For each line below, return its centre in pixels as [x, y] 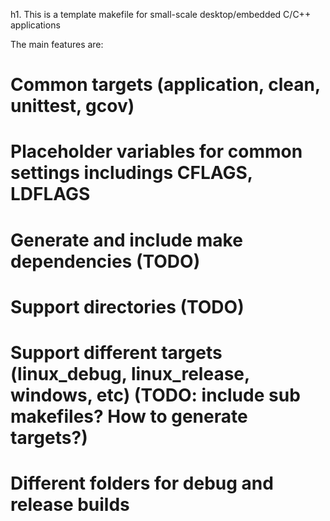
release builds [70, 505]
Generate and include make [126, 240]
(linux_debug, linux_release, [130, 373]
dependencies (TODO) [105, 261]
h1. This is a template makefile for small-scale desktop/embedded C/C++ [161, 14]
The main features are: [57, 44]
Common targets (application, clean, [165, 85]
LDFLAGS [50, 194]
